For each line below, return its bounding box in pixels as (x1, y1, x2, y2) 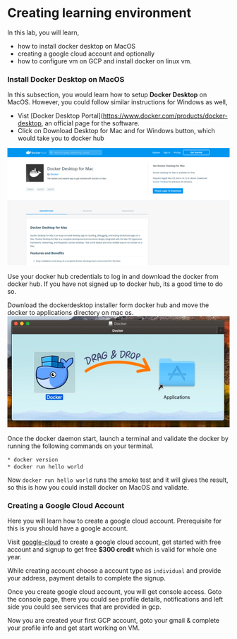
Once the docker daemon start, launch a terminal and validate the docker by (7, 435, 229, 443)
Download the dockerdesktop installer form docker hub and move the (7, 301, 209, 309)
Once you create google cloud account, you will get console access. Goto (7, 588, 222, 596)
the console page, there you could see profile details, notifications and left (7, 595, 224, 604)
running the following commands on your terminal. (7, 442, 154, 450)
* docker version (7, 457, 59, 464)
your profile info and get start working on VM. (7, 624, 140, 632)
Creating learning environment (7, 5, 192, 21)
